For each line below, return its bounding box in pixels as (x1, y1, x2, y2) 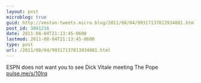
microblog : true (6, 14, 47, 20)
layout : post (6, 8, 39, 15)
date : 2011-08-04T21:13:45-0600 (6, 31, 87, 37)
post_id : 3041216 (6, 25, 50, 31)
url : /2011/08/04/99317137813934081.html (6, 47, 111, 53)
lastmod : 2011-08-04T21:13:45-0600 (6, 36, 95, 42)
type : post (6, 42, 33, 48)
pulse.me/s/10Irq (6, 69, 48, 77)
